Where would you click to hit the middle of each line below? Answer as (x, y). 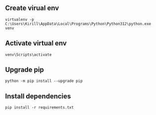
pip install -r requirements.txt (39, 108)
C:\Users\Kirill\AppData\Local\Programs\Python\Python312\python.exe (78, 24)
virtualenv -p (20, 19)
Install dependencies (38, 96)
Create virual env (32, 8)
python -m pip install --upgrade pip (44, 81)
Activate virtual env (36, 43)
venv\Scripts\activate (28, 55)
